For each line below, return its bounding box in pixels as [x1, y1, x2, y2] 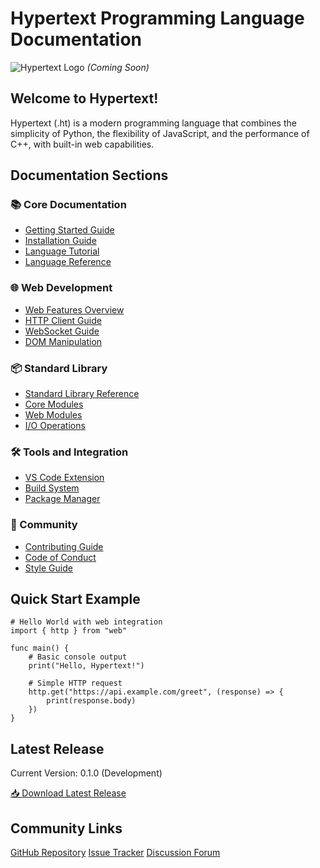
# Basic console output [28, 652, 128, 662]
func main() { [10, 643, 70, 654]
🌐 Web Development [10, 281, 113, 295]
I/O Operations [24, 420, 86, 432]
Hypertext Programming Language [10, 7, 305, 30]
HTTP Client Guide [24, 314, 102, 326]
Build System [24, 482, 80, 494]
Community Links [10, 820, 123, 837]
